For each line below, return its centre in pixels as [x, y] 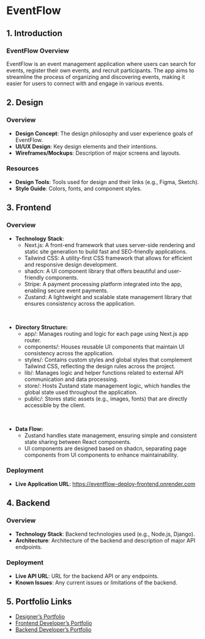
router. [33, 340]
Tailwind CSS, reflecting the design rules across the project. [100, 366]
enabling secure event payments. [66, 290]
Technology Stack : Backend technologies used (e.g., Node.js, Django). [105, 534]
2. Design [25, 102]
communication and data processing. [71, 379]
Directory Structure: [42, 327]
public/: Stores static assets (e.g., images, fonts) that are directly [106, 399]
